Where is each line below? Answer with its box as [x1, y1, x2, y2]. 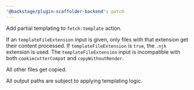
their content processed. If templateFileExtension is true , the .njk [6, 42, 167, 49]
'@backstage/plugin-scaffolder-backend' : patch [6, 8, 125, 15]
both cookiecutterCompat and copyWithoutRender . [6, 54, 124, 61]
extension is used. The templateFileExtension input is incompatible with [6, 48, 181, 56]
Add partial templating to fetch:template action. [6, 25, 122, 32]
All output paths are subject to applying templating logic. [6, 77, 142, 84]
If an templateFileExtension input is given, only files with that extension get [6, 36, 189, 43]
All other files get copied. [6, 65, 67, 73]
